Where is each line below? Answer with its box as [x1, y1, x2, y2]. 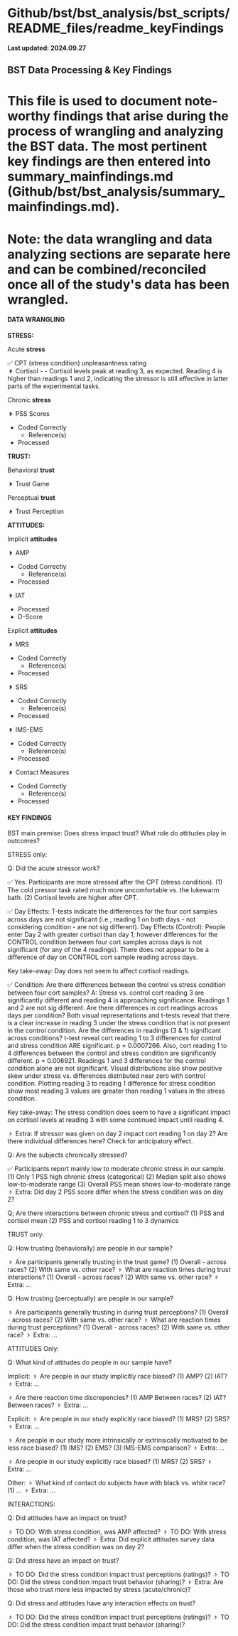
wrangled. [7, 292, 69, 307]
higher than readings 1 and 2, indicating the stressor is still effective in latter [7, 374, 229, 383]
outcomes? [7, 837, 40, 845]
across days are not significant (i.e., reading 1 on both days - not [7, 915, 196, 924]
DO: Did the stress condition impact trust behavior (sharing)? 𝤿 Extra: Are [7, 1578, 224, 1586]
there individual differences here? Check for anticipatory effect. [7, 1137, 193, 1145]
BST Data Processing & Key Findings [7, 64, 172, 76]
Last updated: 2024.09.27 [7, 43, 87, 52]
